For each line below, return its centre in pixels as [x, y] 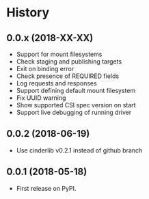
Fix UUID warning [41, 98]
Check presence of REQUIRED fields [68, 76]
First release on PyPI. [46, 188]
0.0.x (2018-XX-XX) [50, 38]
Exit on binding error [45, 69]
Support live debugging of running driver [74, 112]
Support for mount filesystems [59, 54]
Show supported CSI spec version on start [76, 105]
